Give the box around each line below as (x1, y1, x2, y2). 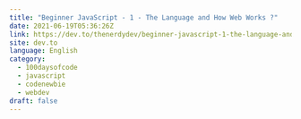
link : (9, 30, 30, 38)
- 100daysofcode (17, 64, 78, 72)
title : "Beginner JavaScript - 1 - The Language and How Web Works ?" (9, 13, 279, 22)
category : (9, 55, 47, 64)
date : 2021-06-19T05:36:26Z (9, 21, 115, 30)
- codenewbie (17, 80, 66, 89)
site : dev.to (9, 38, 58, 47)
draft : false (9, 96, 58, 106)
